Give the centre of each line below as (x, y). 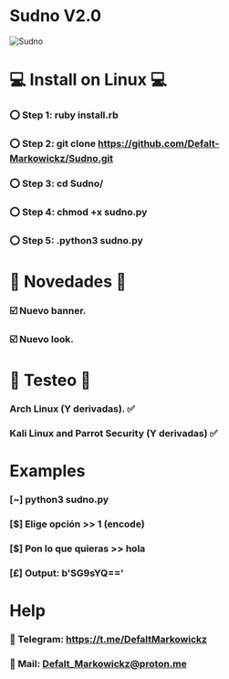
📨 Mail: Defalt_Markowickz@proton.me (98, 663)
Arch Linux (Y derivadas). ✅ (72, 409)
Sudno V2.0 (56, 16)
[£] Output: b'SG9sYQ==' (67, 573)
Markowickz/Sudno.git (62, 158)
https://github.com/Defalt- (158, 143)
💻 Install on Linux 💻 (88, 80)
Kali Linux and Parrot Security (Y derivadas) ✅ (114, 433)
